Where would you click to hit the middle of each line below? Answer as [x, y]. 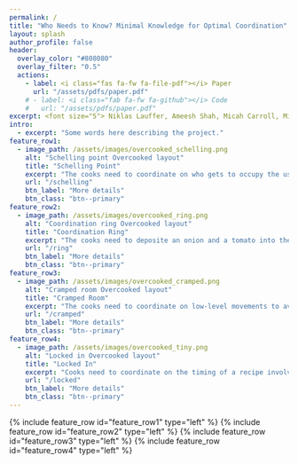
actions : [33, 75]
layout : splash [37, 34]
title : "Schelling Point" [73, 166]
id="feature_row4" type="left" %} [71, 450]
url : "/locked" [53, 381]
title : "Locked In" [61, 364]
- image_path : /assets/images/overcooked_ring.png [113, 215]
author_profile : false [51, 42]
